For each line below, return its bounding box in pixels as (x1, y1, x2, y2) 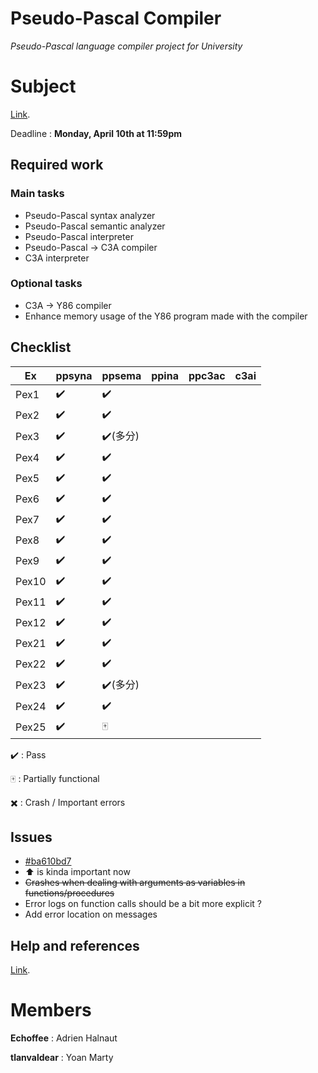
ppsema (101, 368, 142, 382)
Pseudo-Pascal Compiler (10, 7, 222, 30)
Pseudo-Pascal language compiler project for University (10, 40, 243, 52)
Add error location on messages (24, 908, 158, 921)
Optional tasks (10, 277, 83, 291)
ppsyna (55, 368, 93, 382)
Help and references (10, 937, 140, 954)
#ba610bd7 (24, 855, 72, 867)
